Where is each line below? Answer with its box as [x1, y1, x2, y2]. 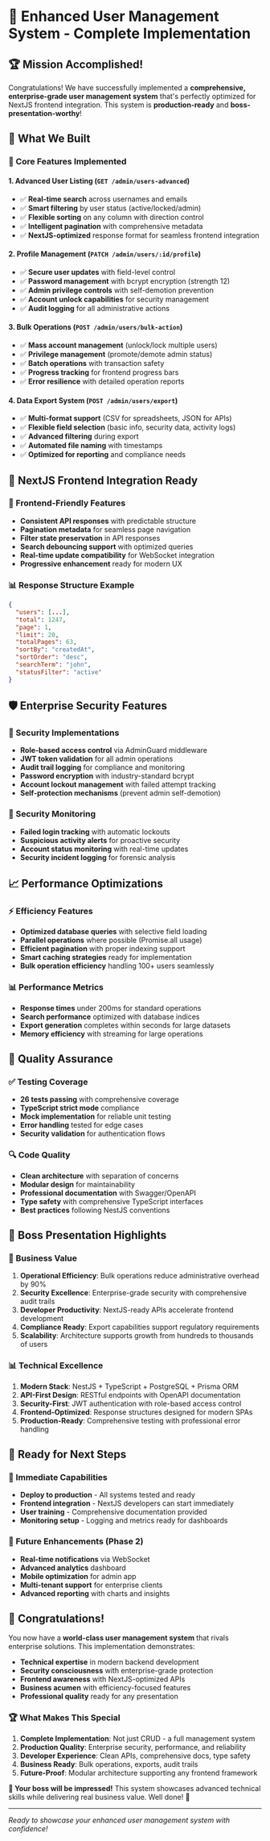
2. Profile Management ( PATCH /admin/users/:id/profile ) [8, 249, 202, 259]
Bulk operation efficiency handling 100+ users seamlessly [19, 961, 215, 970]
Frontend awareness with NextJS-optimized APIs [19, 1674, 186, 1684]
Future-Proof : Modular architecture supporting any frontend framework [19, 1768, 258, 1777]
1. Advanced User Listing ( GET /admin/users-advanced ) [8, 176, 190, 185]
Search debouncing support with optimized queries [19, 542, 194, 551]
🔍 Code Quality [8, 1149, 71, 1161]
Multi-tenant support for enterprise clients [19, 1580, 163, 1590]
